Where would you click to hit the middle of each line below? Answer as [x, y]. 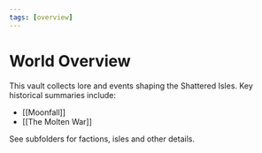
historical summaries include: [63, 95]
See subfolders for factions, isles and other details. [102, 139]
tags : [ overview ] [41, 17]
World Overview [70, 61]
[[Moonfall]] [44, 112]
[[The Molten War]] [57, 121]
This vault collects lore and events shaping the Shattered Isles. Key [131, 86]
